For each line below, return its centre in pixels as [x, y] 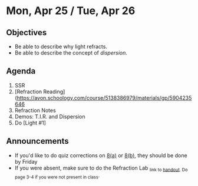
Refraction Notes [35, 110]
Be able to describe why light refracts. [61, 46]
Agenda [21, 71]
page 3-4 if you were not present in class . [57, 176]
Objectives [27, 33]
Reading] [54, 92]
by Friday [26, 161]
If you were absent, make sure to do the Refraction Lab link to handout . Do [101, 168]
